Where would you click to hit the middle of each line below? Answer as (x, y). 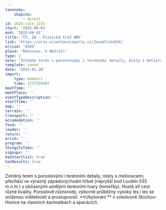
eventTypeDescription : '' (32, 97)
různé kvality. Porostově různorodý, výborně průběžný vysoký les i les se (80, 192)
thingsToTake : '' (23, 148)
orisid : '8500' (21, 47)
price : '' (15, 139)
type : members (28, 79)
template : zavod (22, 65)
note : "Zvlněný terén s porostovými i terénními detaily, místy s (75, 60)
